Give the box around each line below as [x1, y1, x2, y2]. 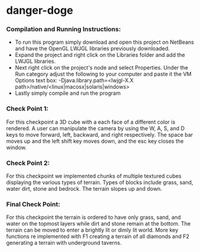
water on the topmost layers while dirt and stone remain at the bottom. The [6, 220, 191, 227]
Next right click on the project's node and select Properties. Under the [14, 64, 189, 71]
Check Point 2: [6, 158, 50, 167]
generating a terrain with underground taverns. [6, 239, 122, 247]
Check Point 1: [6, 104, 49, 113]
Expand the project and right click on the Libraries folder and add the [14, 52, 186, 59]
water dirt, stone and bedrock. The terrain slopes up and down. [6, 185, 163, 193]
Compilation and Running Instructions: [6, 25, 121, 34]
